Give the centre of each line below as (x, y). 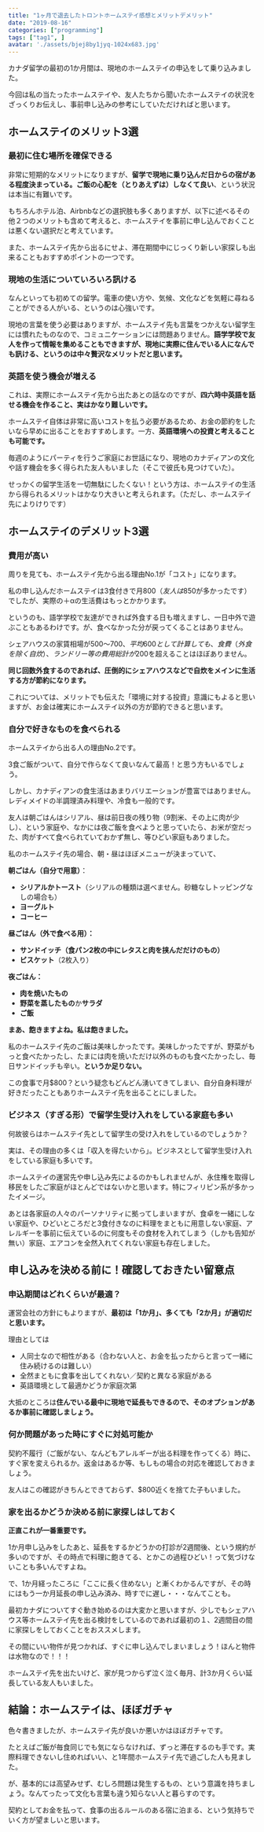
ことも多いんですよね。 (53, 1566)
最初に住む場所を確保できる (60, 156)
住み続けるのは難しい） (57, 1366)
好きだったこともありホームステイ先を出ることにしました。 (104, 1093)
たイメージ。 (29, 1197)
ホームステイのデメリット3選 (79, 531)
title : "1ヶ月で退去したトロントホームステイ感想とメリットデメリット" (111, 15)
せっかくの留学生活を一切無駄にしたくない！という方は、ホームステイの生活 (132, 484)
